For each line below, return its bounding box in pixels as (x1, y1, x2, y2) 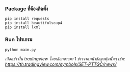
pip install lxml (5, 25, 41, 30)
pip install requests (5, 17, 50, 21)
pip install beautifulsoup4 (5, 20, 63, 26)
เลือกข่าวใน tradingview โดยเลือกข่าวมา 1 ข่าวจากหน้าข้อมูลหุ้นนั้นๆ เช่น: (5, 55, 125, 61)
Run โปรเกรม (5, 36, 33, 43)
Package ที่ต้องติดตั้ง (5, 5, 48, 12)
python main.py (5, 47, 36, 52)
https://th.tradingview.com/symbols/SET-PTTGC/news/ (5, 61, 117, 67)
